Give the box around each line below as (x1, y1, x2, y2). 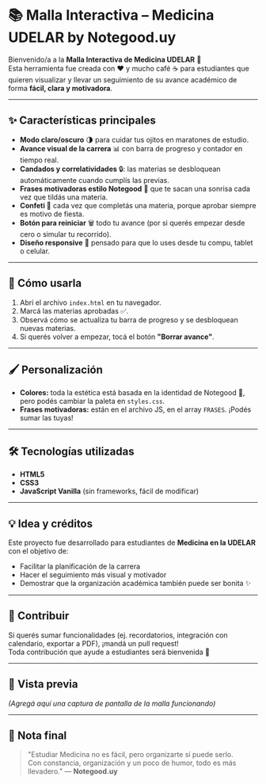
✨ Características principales (8, 114, 157, 127)
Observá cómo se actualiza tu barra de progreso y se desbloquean (19, 314, 239, 325)
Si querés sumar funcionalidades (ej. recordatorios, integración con (8, 630, 228, 640)
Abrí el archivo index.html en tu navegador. (19, 298, 161, 307)
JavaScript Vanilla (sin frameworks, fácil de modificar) (19, 486, 199, 496)
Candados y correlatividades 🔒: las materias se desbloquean (19, 164, 221, 173)
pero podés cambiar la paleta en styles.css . (19, 397, 165, 406)
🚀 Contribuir (8, 609, 70, 622)
